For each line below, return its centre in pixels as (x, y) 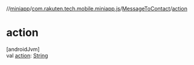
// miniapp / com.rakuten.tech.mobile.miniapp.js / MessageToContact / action (97, 9)
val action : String (27, 55)
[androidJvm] (23, 49)
